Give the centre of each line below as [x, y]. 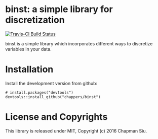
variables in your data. [28, 49]
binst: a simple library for [59, 9]
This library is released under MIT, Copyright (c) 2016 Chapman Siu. [76, 131]
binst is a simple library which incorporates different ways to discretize [79, 43]
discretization [35, 20]
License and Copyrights [56, 117]
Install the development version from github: [51, 83]
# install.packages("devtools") [39, 92]
